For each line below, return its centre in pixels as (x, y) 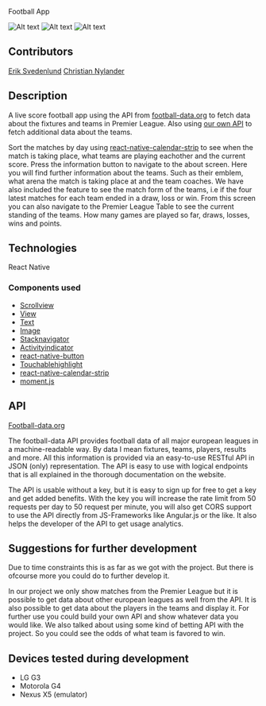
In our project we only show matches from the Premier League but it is (123, 592)
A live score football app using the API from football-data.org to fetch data (129, 115)
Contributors (41, 52)
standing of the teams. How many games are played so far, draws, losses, (129, 214)
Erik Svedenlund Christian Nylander (66, 71)
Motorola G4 (40, 686)
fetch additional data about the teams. (70, 132)
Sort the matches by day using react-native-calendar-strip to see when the (131, 147)
